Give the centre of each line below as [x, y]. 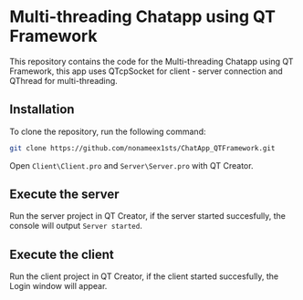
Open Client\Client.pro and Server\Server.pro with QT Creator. [131, 165]
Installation [42, 110]
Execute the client [62, 254]
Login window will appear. [58, 286]
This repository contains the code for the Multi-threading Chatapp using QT [151, 61]
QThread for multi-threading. [64, 80]
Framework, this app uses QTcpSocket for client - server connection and [146, 71]
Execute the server [65, 195]
